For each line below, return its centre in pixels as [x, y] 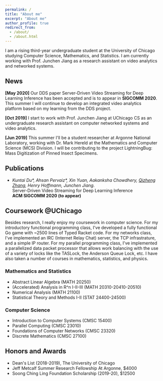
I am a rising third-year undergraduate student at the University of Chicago [80, 50]
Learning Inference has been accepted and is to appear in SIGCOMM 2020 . [81, 98]
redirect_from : [20, 28]
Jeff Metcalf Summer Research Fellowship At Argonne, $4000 [74, 368]
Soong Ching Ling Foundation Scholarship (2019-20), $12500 [73, 373]
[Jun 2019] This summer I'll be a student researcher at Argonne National [78, 138]
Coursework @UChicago [44, 211]
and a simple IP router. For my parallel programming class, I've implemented [81, 243]
